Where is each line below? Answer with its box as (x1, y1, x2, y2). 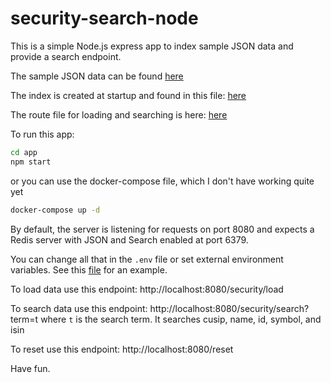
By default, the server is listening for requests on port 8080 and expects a (10, 223, 315, 235)
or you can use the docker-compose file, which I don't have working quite (10, 175, 315, 187)
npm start (10, 157, 52, 167)
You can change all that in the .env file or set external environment (10, 253, 284, 265)
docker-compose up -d (10, 205, 101, 215)
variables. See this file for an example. (10, 263, 168, 276)
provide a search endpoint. (10, 50, 122, 62)
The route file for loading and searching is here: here (10, 108, 228, 121)
